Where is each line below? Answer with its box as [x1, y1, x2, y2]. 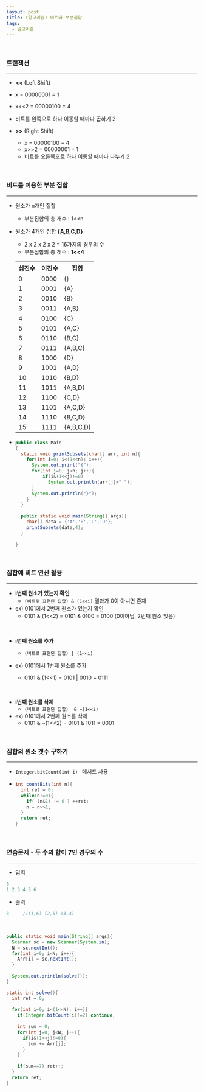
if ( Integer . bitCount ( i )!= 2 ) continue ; [17, 1012, 115, 1018]
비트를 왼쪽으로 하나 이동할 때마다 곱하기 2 [15, 115, 116, 122]
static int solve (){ [6, 990, 59, 996]
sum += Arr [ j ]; [28, 1040, 67, 1047]
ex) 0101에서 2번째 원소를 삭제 [15, 712, 88, 719]
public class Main [15, 439, 62, 446]
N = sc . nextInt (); [12, 945, 59, 951]
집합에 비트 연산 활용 [6, 569, 63, 577]
